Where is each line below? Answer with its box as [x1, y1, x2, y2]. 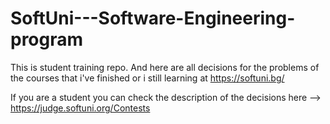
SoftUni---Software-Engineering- [10, 7, 296, 30]
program [10, 28, 84, 51]
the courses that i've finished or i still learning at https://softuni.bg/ [10, 72, 285, 84]
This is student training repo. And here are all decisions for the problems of [10, 61, 320, 73]
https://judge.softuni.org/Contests [10, 102, 151, 114]
